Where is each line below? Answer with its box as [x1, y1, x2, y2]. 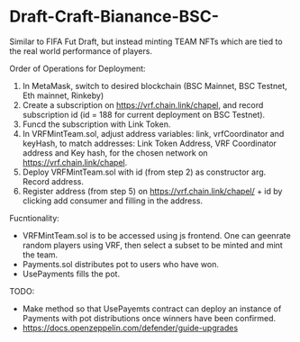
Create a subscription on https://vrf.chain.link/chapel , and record [22, 99, 264, 110]
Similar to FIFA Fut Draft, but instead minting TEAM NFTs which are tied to [9, 36, 283, 47]
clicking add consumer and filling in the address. [22, 195, 204, 206]
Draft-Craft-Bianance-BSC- [9, 6, 219, 27]
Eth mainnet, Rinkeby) [22, 90, 105, 101]
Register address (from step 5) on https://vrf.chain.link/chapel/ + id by [22, 185, 283, 196]
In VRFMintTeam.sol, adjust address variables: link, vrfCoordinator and [22, 128, 285, 139]
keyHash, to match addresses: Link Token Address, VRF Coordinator [22, 138, 277, 148]
